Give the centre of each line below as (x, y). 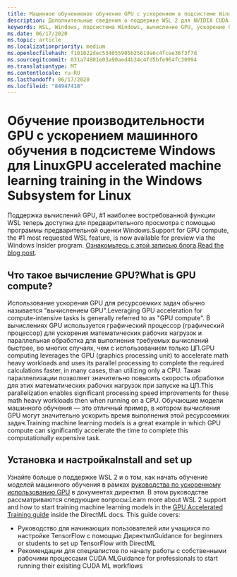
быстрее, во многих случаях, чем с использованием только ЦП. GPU (111, 348)
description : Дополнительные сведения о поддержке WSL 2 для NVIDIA (110, 20)
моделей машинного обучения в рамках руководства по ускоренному (114, 485)
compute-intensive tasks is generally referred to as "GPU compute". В (109, 318)
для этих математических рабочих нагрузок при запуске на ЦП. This (110, 385)
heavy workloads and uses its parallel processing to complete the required (116, 363)
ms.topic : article (34, 40)
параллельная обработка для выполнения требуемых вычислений (108, 340)
